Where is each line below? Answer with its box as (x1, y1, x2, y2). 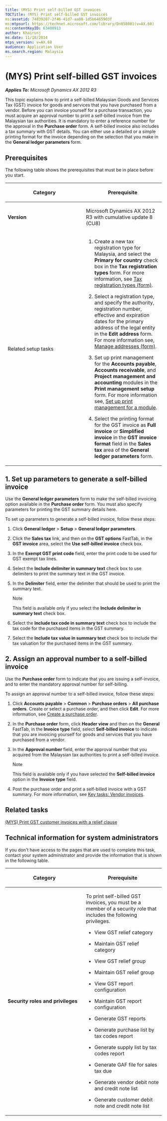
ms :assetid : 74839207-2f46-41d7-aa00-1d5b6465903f (5, 16, 112, 21)
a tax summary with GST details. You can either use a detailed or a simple (5, 128, 156, 135)
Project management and (94, 373, 156, 380)
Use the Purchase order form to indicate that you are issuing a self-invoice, (5, 676, 160, 682)
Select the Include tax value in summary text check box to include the (12, 635, 158, 641)
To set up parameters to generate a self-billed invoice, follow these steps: (5, 516, 156, 522)
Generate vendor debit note (94, 1079, 159, 1086)
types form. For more (94, 269, 145, 276)
